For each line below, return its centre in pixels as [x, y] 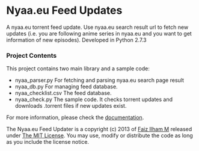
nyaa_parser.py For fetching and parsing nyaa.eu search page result [99, 80]
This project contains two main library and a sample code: [78, 69]
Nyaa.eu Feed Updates [64, 11]
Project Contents [32, 55]
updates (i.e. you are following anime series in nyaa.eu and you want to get [99, 33]
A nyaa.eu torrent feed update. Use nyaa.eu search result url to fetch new [97, 27]
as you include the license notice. [47, 142]
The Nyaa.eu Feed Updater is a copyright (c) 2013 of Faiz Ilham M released [99, 129]
